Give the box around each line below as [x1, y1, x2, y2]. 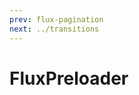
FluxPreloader [9, 67, 129, 90]
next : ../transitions [9, 24, 100, 34]
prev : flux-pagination [9, 14, 104, 25]
